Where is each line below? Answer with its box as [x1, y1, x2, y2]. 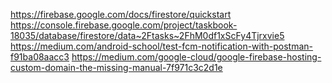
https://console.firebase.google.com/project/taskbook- [10, 19, 238, 31]
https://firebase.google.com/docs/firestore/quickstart [10, 9, 232, 20]
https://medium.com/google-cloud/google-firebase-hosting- [71, 51, 322, 63]
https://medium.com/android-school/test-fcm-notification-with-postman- [10, 40, 314, 52]
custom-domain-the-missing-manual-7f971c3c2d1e [10, 62, 223, 73]
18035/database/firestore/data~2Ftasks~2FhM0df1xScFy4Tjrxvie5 [10, 30, 285, 41]
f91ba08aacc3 [10, 51, 70, 63]
